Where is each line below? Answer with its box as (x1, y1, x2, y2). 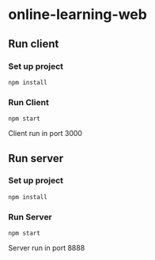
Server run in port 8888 (8, 243, 85, 253)
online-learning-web (8, 6, 148, 24)
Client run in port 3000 (8, 129, 83, 138)
